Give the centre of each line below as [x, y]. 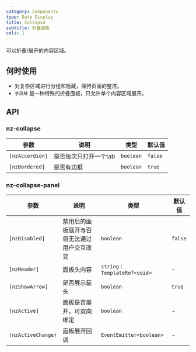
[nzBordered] [27, 167]
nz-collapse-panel [33, 185]
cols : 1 [15, 33]
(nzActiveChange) [33, 335]
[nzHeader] [24, 269]
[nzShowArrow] [29, 287]
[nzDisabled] [27, 238]
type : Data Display [30, 17]
